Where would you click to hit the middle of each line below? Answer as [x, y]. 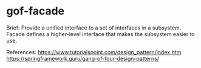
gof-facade [36, 11]
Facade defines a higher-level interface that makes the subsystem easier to [101, 34]
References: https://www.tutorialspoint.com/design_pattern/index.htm [94, 52]
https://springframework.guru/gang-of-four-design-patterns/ [83, 58]
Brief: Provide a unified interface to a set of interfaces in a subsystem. [94, 28]
